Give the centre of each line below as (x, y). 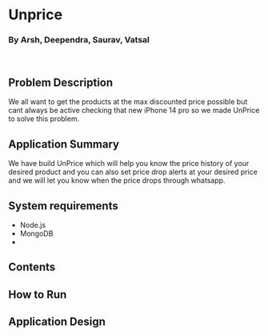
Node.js (33, 225)
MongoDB (36, 233)
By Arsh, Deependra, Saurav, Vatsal (79, 40)
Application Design (57, 322)
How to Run (38, 294)
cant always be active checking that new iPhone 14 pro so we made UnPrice (134, 111)
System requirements (63, 206)
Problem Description (61, 82)
